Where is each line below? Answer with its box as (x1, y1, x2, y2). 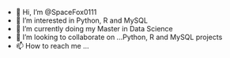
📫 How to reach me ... (15, 42, 89, 50)
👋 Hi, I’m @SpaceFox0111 (15, 8, 97, 16)
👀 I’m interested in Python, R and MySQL (15, 16, 149, 25)
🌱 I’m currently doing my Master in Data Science (15, 24, 174, 33)
